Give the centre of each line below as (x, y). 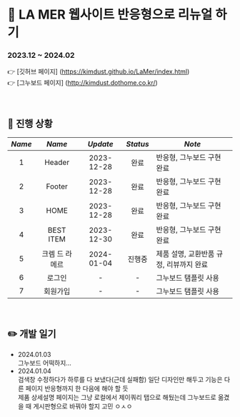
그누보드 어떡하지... (44, 363)
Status (137, 144)
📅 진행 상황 (30, 123)
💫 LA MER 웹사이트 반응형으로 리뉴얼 (110, 15)
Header (57, 163)
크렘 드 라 (57, 254)
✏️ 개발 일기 (32, 334)
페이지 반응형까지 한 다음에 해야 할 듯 (77, 388)
